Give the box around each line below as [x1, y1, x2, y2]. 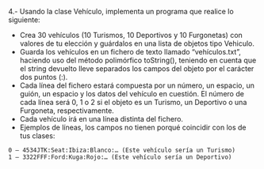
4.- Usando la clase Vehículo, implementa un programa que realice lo [8, 7, 234, 16]
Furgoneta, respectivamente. [19, 106, 115, 115]
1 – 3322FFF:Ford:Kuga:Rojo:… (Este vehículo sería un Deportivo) [8, 153, 232, 161]
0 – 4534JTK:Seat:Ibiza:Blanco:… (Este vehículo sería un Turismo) [8, 146, 236, 154]
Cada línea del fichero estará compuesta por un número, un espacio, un [19, 81, 255, 90]
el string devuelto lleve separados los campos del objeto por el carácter [19, 64, 254, 73]
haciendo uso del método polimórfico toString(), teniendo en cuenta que [19, 55, 257, 65]
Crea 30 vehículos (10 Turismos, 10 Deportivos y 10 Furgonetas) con [19, 31, 243, 39]
